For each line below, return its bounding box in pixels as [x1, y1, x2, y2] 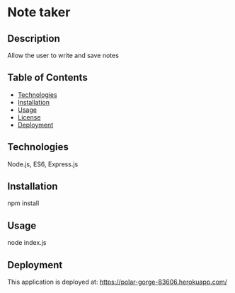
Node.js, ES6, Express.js [7, 160, 79, 168]
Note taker [7, 4, 71, 21]
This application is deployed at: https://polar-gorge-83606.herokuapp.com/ [7, 277, 228, 287]
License [17, 113, 41, 121]
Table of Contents [7, 71, 88, 84]
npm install [7, 199, 40, 207]
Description [7, 33, 60, 45]
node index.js [7, 239, 47, 247]
